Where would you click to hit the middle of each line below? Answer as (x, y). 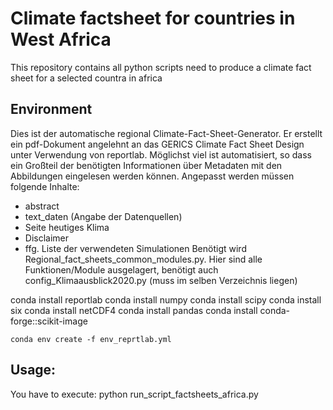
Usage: (33, 370)
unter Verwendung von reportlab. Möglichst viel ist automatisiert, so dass (161, 154)
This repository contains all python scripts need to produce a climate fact (161, 67)
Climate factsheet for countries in (153, 18)
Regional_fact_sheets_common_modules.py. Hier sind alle (143, 259)
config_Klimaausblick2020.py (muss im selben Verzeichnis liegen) (161, 280)
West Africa (61, 39)
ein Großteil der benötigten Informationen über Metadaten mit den (146, 165)
